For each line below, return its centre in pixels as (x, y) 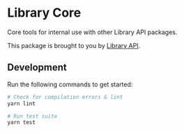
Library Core (44, 13)
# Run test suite (32, 116)
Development (37, 68)
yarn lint (22, 103)
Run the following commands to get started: (70, 84)
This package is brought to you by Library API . (74, 45)
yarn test (22, 123)
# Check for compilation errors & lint (65, 97)
